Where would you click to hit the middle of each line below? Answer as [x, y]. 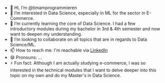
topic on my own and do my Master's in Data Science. [65, 75]
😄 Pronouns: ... [26, 57]
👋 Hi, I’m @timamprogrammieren [43, 8]
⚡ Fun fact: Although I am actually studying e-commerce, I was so [78, 63]
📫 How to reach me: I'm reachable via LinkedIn [59, 50]
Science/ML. [23, 44]
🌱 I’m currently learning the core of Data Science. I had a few [73, 23]
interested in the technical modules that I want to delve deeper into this [83, 70]
